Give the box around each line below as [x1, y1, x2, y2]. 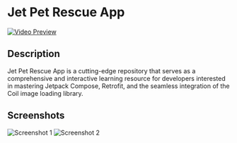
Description [7, 48, 60, 60]
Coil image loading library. [7, 89, 83, 97]
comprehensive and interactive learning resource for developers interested [7, 74, 226, 82]
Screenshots [7, 110, 65, 122]
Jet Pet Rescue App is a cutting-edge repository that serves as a [7, 66, 196, 75]
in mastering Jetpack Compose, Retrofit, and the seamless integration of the [7, 82, 230, 90]
